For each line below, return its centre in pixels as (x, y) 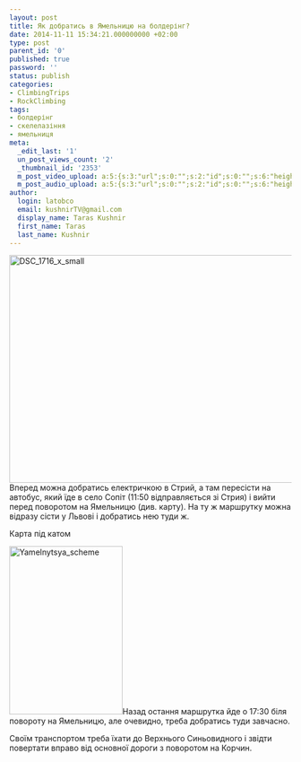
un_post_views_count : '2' (66, 159)
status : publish (39, 76)
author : (24, 193)
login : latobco (46, 201)
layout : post (34, 18)
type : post (30, 43)
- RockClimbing (38, 101)
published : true (39, 59)
